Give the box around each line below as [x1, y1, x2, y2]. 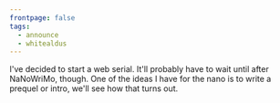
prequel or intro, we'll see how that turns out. [9, 83, 179, 94]
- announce [17, 30, 59, 39]
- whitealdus [17, 38, 67, 48]
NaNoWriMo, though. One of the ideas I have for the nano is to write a [9, 74, 272, 85]
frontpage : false [9, 13, 76, 23]
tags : [9, 22, 30, 31]
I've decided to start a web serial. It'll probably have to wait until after [9, 64, 269, 75]
